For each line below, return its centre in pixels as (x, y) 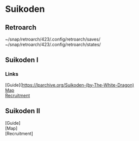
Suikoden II (23, 111)
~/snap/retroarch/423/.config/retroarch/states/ (53, 45)
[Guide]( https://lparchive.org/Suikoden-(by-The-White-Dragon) (70, 85)
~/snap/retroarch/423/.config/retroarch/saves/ (53, 39)
